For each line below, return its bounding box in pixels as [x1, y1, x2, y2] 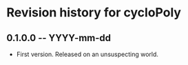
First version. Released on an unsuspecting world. [16, 50, 159, 58]
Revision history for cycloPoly [6, 5, 182, 21]
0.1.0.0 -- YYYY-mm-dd [6, 32, 112, 44]
